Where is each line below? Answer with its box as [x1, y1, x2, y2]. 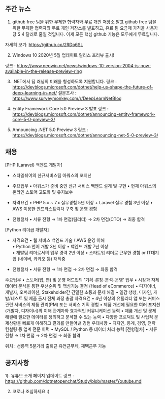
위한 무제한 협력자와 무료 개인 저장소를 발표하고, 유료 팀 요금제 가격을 [12, 25, 145, 31]
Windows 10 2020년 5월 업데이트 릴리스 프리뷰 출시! [12, 52, 115, 58]
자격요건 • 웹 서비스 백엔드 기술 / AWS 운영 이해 [12, 237, 105, 243]
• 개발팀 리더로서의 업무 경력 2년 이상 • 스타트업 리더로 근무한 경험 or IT [12, 249, 151, 256]
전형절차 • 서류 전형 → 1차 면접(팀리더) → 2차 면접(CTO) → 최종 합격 [12, 216, 145, 222]
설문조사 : [58, 89, 77, 95]
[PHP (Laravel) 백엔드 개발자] [5, 162, 63, 168]
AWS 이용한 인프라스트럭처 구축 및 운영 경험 [12, 206, 98, 212]
